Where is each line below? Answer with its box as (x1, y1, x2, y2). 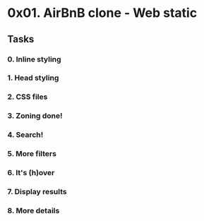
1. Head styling (7, 73, 59, 83)
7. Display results (7, 186, 67, 196)
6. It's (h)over (7, 168, 55, 178)
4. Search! (7, 130, 44, 140)
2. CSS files (7, 92, 48, 102)
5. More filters (7, 149, 56, 159)
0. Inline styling (7, 54, 61, 64)
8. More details (7, 205, 60, 215)
